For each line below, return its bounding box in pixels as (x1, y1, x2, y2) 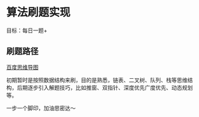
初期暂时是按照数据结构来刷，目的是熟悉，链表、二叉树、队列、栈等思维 (6, 76, 187, 84)
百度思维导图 (6, 63, 38, 70)
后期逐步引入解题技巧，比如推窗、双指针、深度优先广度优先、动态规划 (16, 84, 193, 91)
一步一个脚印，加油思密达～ (6, 104, 76, 112)
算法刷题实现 (6, 5, 71, 19)
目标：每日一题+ (6, 27, 47, 34)
